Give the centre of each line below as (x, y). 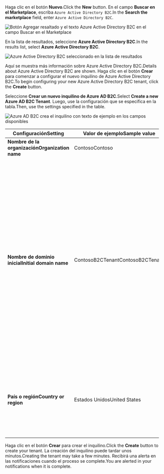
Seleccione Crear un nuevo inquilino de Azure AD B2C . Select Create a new (82, 96)
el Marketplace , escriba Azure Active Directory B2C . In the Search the (76, 12)
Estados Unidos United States (107, 400)
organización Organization (39, 148)
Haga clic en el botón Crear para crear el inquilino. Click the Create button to (82, 445)
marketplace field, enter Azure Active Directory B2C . (59, 17)
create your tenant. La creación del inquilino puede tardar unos (68, 451)
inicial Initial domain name (38, 263)
